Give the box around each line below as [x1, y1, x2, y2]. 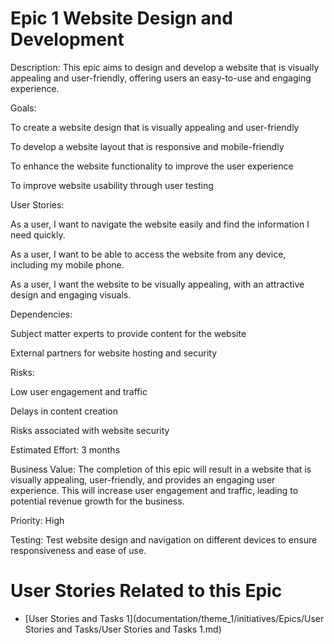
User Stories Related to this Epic [10, 580, 283, 602]
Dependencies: [10, 308, 73, 320]
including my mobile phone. [10, 258, 125, 271]
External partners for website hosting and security [10, 347, 218, 359]
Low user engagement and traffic [10, 385, 148, 397]
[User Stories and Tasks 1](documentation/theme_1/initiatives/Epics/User [24, 612, 325, 624]
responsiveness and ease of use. [10, 544, 147, 556]
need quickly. [10, 228, 66, 241]
